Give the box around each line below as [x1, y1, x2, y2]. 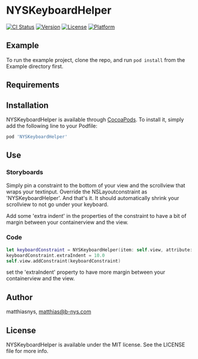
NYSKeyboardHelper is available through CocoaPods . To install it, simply [6, 115, 184, 123]
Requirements [6, 80, 59, 90]
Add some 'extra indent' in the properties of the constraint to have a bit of [6, 212, 187, 219]
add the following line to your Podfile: [6, 122, 98, 129]
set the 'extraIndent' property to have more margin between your [6, 269, 165, 276]
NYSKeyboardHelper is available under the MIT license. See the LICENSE [6, 341, 186, 348]
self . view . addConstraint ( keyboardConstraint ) [6, 258, 121, 264]
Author [6, 292, 33, 302]
